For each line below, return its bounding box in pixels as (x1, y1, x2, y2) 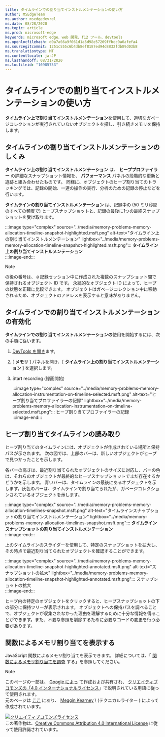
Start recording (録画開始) (12, 375, 65, 381)
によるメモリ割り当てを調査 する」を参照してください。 (9, 659, 123, 665)
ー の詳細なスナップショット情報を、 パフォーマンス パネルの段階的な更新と (5, 173, 160, 179)
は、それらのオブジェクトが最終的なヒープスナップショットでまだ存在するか (5, 473, 161, 479)
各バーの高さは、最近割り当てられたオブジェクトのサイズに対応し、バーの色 (5, 467, 161, 473)
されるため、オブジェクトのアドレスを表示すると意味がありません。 (5, 292, 143, 298)
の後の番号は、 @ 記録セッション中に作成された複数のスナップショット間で (5, 274, 157, 279)
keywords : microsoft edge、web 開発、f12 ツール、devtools (5, 35, 123, 40)
